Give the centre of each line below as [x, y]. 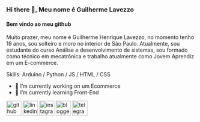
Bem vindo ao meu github [39, 24]
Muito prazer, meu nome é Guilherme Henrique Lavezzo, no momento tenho [100, 37]
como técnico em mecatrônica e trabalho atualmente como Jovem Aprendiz [100, 56]
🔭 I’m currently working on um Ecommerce [68, 86]
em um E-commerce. [32, 63]
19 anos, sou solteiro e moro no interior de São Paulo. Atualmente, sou [93, 44]
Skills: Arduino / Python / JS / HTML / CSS [59, 75]
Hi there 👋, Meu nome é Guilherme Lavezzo [70, 10]
